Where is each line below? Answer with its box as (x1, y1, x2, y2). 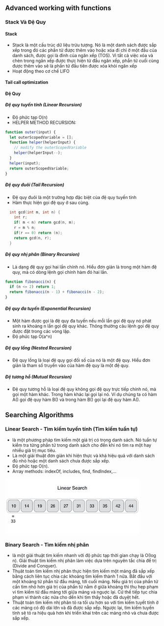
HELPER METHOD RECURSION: (12, 119, 77, 125)
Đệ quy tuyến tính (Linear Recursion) (5, 102, 82, 108)
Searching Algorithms (5, 411, 74, 419)
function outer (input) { (5, 130, 56, 134)
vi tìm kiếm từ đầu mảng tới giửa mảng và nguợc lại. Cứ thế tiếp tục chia (12, 589, 158, 595)
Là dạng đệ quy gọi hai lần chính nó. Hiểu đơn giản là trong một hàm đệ (12, 264, 157, 270)
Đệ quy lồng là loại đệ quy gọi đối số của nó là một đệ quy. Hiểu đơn (12, 357, 151, 363)
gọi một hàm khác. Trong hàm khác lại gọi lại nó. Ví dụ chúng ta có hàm (12, 392, 157, 397)
